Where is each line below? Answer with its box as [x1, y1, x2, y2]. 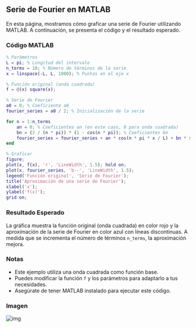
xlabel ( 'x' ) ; [6, 184, 38, 190]
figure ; [6, 156, 25, 163]
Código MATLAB [6, 41, 54, 49]
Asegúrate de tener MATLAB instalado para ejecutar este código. [14, 287, 171, 294]
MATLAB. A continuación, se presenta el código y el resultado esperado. [6, 26, 181, 33]
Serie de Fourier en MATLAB [6, 5, 111, 15]
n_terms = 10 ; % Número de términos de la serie [6, 65, 127, 71]
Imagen [6, 302, 28, 310]
